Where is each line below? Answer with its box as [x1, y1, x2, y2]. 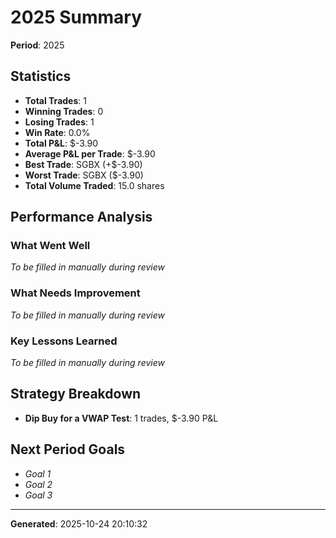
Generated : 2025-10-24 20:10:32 [10, 517, 148, 530]
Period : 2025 [10, 39, 65, 51]
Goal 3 [24, 489, 53, 501]
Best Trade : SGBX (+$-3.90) [24, 158, 143, 170]
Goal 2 [24, 478, 53, 490]
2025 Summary [10, 6, 143, 29]
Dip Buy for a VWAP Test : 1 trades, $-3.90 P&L [24, 412, 219, 424]
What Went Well [10, 239, 91, 253]
